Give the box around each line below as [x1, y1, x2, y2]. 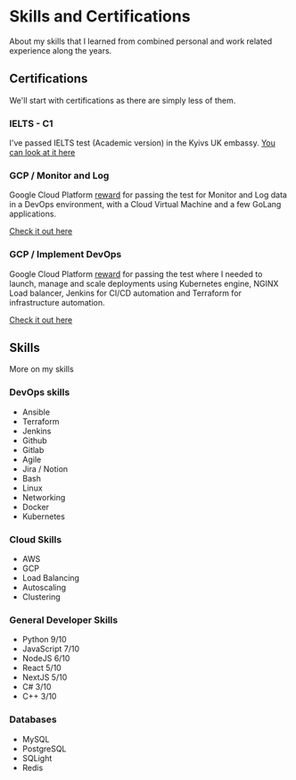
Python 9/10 [21, 634, 67, 645]
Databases [9, 713, 57, 725]
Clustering [21, 591, 61, 602]
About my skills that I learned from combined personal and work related [9, 36, 273, 46]
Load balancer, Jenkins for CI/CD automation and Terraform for [9, 288, 243, 298]
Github [21, 435, 47, 446]
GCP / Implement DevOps [9, 248, 122, 261]
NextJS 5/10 [21, 672, 68, 683]
